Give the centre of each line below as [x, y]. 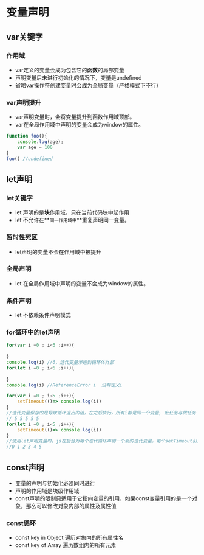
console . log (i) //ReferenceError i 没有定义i [64, 385]
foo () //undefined [29, 159]
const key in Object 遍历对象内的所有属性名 [69, 538]
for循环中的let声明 [33, 332]
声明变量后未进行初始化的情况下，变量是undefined [78, 77]
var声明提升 [24, 102]
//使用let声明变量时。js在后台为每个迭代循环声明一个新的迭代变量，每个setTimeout [100, 441]
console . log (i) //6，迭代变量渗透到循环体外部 [60, 363]
